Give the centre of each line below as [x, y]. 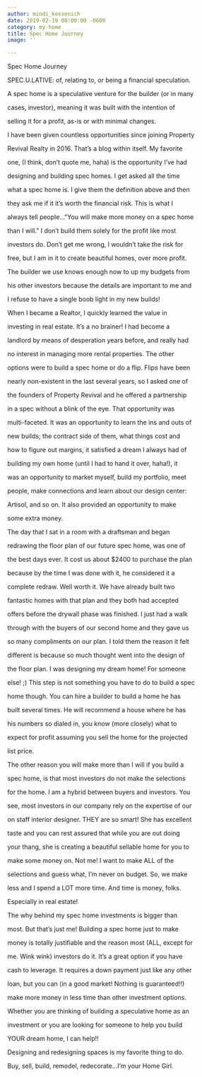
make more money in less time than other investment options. [97, 998]
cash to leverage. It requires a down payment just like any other [100, 970]
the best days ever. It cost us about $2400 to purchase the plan [100, 560]
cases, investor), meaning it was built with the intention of [91, 107]
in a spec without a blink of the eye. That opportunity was [91, 409]
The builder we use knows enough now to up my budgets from [99, 272]
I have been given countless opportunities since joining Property [101, 135]
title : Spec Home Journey [45, 34]
